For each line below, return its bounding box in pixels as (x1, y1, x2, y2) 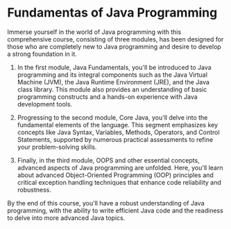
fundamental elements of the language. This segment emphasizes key (17, 120, 219, 129)
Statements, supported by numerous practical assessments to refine (17, 135, 214, 143)
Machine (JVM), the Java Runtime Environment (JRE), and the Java (17, 77, 210, 86)
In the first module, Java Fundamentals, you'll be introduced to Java (17, 63, 212, 71)
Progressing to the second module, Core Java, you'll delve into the (17, 113, 208, 122)
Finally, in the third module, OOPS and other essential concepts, (17, 156, 200, 164)
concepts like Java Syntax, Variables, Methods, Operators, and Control (17, 128, 220, 136)
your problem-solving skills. (17, 143, 97, 151)
